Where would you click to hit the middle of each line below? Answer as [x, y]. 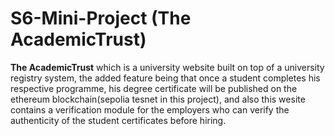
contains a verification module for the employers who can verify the [150, 109]
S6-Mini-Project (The [101, 18]
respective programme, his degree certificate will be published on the [154, 88]
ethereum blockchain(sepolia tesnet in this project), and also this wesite [158, 99]
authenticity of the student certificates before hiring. [118, 120]
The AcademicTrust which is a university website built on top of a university [167, 67]
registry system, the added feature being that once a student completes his [165, 78]
